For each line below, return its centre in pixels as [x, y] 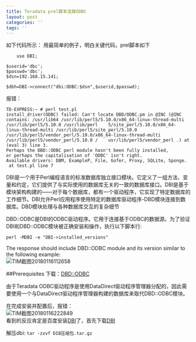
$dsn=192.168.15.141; [32, 77]
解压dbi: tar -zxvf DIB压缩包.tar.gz [49, 333]
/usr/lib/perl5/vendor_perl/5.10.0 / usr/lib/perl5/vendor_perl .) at [98, 140]
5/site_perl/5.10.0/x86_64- [142, 125]
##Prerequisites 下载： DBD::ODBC [48, 274]
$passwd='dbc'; [25, 72]
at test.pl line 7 [31, 166]
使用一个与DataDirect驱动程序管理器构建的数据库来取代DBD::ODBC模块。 [99, 293]
